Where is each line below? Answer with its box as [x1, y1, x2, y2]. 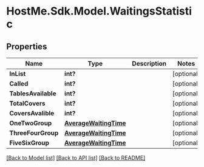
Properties [6, 41, 47, 52]
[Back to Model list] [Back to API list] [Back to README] [6, 154, 146, 162]
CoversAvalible [9, 109, 55, 117]
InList [9, 70, 26, 78]
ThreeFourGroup [9, 129, 59, 137]
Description [132, 60, 167, 67]
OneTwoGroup [9, 119, 52, 127]
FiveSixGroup [9, 138, 50, 147]
